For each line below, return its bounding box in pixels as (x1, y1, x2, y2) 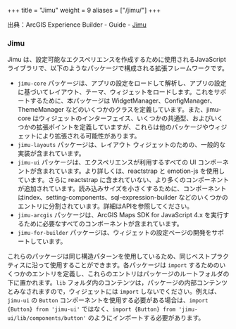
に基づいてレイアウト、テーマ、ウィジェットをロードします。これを (17, 88, 214, 96)
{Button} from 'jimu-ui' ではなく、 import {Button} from (7, 305, 176, 314)
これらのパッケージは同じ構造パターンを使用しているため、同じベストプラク (7, 252, 229, 261)
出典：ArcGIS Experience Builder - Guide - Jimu (7, 20, 147, 29)
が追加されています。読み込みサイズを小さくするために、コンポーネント (17, 184, 227, 193)
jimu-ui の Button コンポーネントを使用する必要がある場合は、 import (7, 296, 209, 304)
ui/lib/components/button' (7, 315, 87, 322)
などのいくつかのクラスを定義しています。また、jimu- (66, 105, 222, 114)
